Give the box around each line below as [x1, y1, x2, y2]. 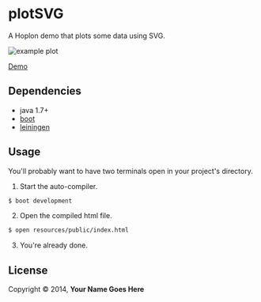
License [8, 263, 48, 277]
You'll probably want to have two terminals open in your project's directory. [8, 166, 253, 176]
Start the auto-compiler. [19, 181, 98, 191]
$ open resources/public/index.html [8, 226, 129, 234]
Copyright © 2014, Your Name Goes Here [8, 285, 145, 294]
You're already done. [19, 240, 89, 250]
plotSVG [8, 5, 64, 23]
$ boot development [8, 197, 73, 205]
